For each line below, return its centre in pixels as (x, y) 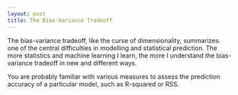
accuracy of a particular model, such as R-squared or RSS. (93, 84)
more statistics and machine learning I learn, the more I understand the (111, 55)
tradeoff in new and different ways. (86, 63)
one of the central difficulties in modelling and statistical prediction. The (113, 48)
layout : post (27, 14)
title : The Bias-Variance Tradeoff (60, 20)
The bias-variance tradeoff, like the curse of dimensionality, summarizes (113, 40)
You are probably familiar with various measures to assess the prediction (114, 76)
